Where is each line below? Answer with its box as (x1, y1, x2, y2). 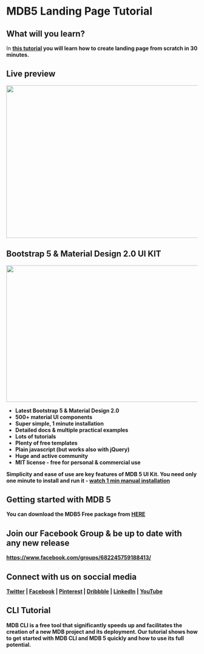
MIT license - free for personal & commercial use (15, 459, 141, 466)
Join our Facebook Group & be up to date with (6, 528, 182, 538)
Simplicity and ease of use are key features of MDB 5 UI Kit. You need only (6, 470, 197, 477)
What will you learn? (6, 29, 85, 39)
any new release (6, 538, 70, 548)
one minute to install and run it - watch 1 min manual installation (6, 477, 171, 484)
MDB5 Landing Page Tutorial (6, 4, 153, 18)
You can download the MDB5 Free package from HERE (6, 510, 146, 518)
